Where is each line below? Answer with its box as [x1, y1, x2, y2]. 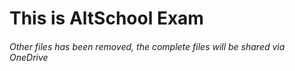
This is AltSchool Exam [9, 7, 204, 30]
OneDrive [9, 51, 49, 63]
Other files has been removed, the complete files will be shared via [9, 40, 286, 52]
